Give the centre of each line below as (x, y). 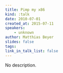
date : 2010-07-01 (23, 19)
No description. (21, 65)
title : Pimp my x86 (25, 10)
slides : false (20, 42)
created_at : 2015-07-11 (30, 23)
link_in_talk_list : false (31, 51)
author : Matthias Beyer (30, 37)
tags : (11, 46)
